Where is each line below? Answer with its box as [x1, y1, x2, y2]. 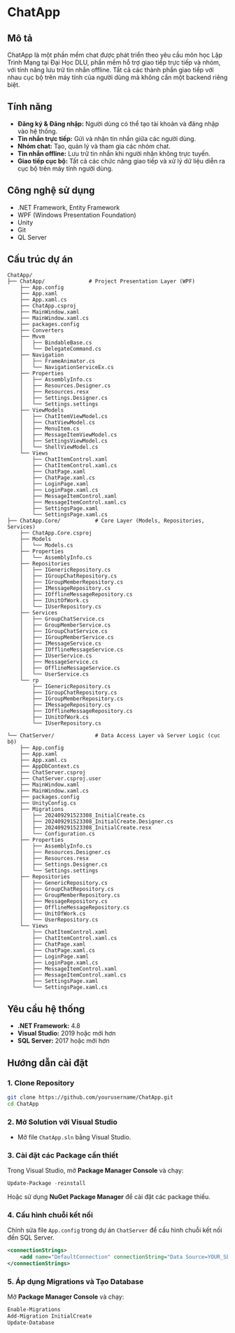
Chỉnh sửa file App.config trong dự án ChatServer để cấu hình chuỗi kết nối [7, 1226, 222, 1235]
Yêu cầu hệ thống [7, 1003, 85, 1014]
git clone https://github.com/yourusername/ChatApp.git [7, 1094, 173, 1101]
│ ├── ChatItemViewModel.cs [20, 413, 108, 420]
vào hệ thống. [17, 127, 58, 135]
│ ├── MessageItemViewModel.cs [20, 431, 117, 438]
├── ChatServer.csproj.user [20, 775, 101, 782]
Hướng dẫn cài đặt [7, 1057, 89, 1069]
